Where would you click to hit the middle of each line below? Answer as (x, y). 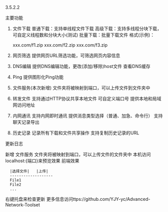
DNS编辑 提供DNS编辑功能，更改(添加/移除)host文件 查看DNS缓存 (81, 66)
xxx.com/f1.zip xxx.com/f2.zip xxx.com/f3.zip (60, 45)
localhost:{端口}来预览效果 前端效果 (42, 161)
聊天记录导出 (26, 122)
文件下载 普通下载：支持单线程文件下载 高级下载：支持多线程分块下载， (87, 28)
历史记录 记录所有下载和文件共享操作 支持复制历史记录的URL (76, 133)
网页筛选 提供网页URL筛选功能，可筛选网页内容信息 (66, 56)
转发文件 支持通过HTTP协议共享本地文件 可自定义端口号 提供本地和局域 (87, 99)
